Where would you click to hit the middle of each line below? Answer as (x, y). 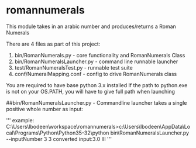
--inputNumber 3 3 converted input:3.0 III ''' (59, 139)
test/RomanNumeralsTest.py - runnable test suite (73, 67)
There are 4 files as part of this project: (53, 44)
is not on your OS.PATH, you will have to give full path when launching (91, 91)
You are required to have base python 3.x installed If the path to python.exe (97, 85)
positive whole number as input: (45, 109)
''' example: (20, 120)
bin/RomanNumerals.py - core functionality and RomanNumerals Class (100, 55)
